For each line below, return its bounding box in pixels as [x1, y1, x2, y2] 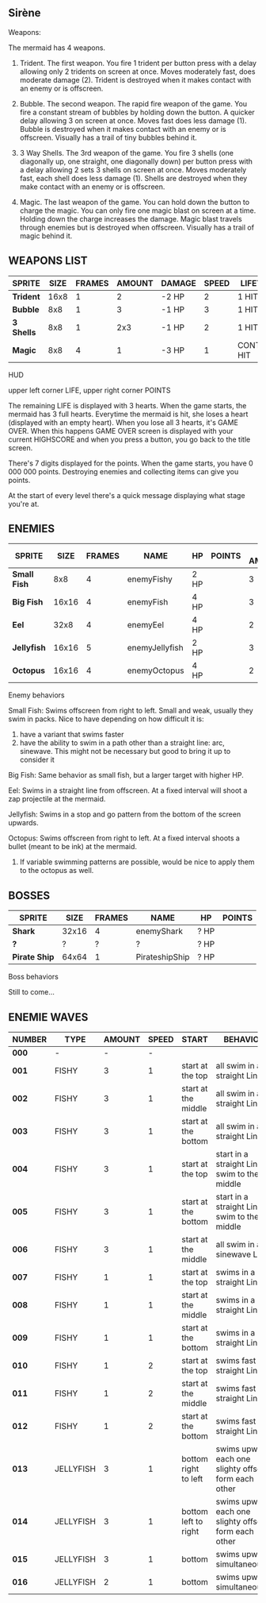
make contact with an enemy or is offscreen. [19, 182, 165, 191]
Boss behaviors [8, 972, 59, 982]
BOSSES [8, 889, 51, 902]
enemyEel [127, 620, 165, 631]
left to [181, 1516, 203, 1528]
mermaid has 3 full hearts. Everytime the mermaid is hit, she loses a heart [8, 409, 249, 419]
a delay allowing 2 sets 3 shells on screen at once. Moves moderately [19, 164, 247, 174]
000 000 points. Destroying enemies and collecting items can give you [8, 466, 239, 476]
